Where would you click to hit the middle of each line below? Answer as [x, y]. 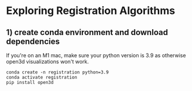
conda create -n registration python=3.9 [58, 72]
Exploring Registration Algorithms [91, 11]
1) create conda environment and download [87, 32]
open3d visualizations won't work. [48, 62]
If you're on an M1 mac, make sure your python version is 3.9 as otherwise [96, 55]
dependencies [33, 41]
